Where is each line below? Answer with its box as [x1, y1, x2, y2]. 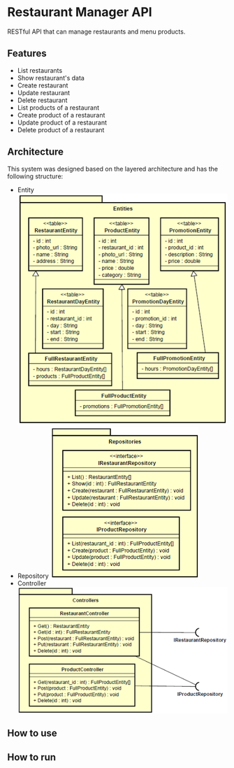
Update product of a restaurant [17, 118, 107, 127]
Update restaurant [17, 88, 71, 97]
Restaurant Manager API [7, 4, 152, 20]
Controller [17, 578, 47, 588]
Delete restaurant [17, 96, 68, 104]
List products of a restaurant [17, 103, 100, 112]
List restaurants [17, 66, 63, 74]
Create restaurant [17, 81, 68, 90]
